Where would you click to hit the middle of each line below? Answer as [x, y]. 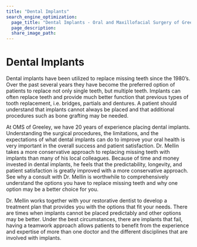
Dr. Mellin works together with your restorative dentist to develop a [86, 201]
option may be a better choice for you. [52, 189]
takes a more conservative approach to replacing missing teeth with [88, 152]
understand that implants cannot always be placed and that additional [90, 109]
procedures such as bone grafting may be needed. [67, 116]
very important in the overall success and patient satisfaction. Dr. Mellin [93, 146]
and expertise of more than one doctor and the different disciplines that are [97, 232]
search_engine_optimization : [42, 17]
